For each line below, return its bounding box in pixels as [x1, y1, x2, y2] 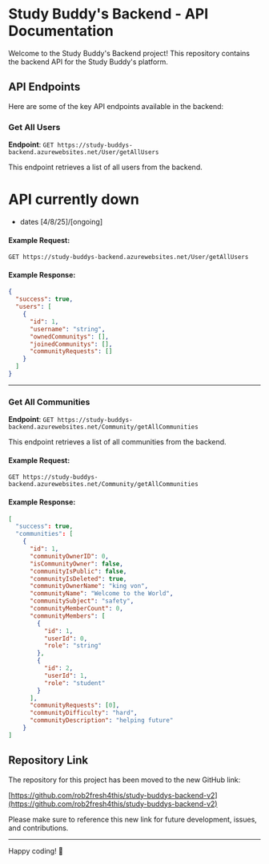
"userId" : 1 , [43, 671, 88, 679]
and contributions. [8, 823, 69, 833]
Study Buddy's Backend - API [8, 5, 209, 23]
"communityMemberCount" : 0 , [29, 605, 124, 613]
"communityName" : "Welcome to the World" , [29, 590, 174, 598]
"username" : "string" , [29, 325, 106, 333]
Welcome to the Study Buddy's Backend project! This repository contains [8, 48, 251, 58]
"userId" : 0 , [43, 635, 88, 643]
